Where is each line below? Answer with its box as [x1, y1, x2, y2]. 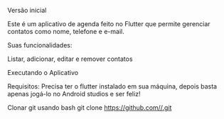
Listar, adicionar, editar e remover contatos [7, 55, 133, 63]
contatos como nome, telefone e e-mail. [7, 28, 124, 35]
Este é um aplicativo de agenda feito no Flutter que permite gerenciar [7, 20, 211, 28]
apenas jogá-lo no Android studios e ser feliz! [7, 90, 141, 98]
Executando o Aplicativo [7, 69, 79, 76]
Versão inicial [7, 6, 47, 14]
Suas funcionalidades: [7, 41, 73, 49]
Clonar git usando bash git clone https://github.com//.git [7, 103, 172, 112]
